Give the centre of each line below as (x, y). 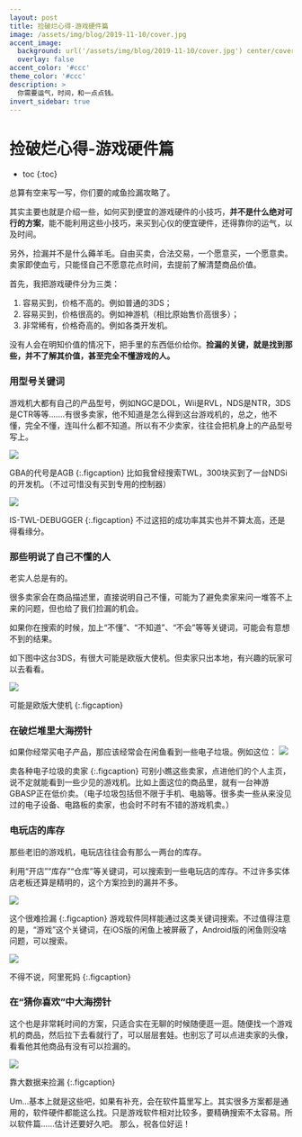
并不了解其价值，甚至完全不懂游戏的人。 (100, 356)
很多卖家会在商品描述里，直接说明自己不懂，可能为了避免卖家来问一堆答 (143, 597)
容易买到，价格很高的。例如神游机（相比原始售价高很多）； (131, 314)
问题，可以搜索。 (41, 941)
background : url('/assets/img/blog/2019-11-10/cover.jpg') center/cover (156, 51)
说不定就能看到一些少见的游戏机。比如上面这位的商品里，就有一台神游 (139, 782)
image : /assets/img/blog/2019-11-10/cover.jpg (98, 34)
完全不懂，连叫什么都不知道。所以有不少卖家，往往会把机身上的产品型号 (159, 425)
